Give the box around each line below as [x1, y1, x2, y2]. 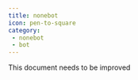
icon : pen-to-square [8, 19, 77, 27]
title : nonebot [8, 11, 59, 20]
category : [8, 26, 41, 34]
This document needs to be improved [8, 63, 131, 72]
